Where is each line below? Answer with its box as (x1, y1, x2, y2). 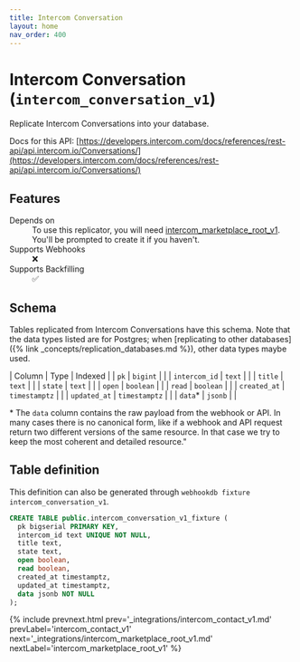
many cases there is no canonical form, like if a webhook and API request (9, 417, 283, 427)
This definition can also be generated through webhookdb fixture (9, 486, 250, 497)
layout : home (9, 22, 59, 31)
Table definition (9, 463, 100, 478)
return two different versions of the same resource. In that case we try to (9, 427, 280, 437)
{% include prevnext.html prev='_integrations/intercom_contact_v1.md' (9, 614, 273, 625)
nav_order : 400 (9, 30, 67, 39)
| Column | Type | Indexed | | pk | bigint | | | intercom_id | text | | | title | (9, 370, 284, 381)
